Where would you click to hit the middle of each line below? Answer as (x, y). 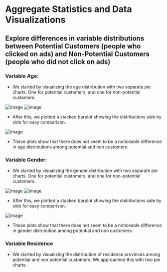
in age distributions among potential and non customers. (70, 146)
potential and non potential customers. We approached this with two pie (86, 260)
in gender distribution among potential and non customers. (73, 230)
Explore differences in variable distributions (75, 38)
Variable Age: (22, 76)
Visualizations (35, 20)
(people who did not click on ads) (58, 62)
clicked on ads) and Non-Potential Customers (78, 54)
